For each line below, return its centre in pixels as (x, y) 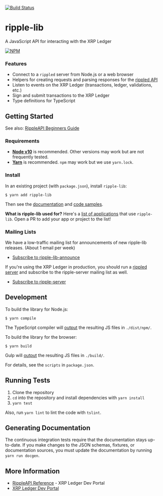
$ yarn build (18, 346)
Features (16, 63)
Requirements (22, 141)
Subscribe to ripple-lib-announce (46, 257)
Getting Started (29, 116)
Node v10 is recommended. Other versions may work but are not (78, 152)
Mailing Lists (21, 231)
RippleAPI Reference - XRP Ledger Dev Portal (58, 483)
